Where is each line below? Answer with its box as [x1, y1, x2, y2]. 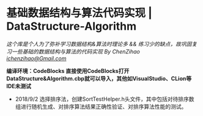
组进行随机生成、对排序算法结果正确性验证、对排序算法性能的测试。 [15, 103, 187, 110]
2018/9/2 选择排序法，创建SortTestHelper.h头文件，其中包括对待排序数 [15, 95, 194, 103]
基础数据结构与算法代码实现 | [6, 6, 153, 20]
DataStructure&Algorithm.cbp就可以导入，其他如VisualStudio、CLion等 [6, 75, 192, 82]
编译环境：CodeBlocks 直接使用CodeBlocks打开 [6, 67, 130, 74]
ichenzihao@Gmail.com [6, 55, 67, 62]
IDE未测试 [6, 82, 32, 89]
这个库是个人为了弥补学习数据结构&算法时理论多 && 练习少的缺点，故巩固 [6, 40, 192, 47]
